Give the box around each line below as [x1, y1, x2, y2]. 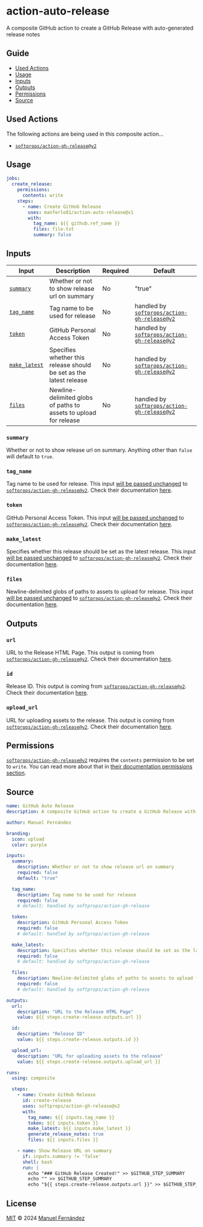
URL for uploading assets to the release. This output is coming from [6, 716, 175, 724]
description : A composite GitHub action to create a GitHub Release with [6, 809, 196, 815]
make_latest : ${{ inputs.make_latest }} [28, 1125, 131, 1132]
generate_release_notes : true [28, 1131, 104, 1137]
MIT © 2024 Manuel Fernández [6, 1214, 85, 1222]
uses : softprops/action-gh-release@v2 [22, 1103, 120, 1109]
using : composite [11, 1075, 56, 1082]
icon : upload [11, 836, 45, 842]
